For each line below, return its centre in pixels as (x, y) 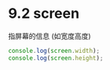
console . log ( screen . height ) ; (56, 58)
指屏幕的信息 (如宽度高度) (50, 36)
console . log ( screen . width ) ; (54, 51)
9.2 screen (44, 14)
